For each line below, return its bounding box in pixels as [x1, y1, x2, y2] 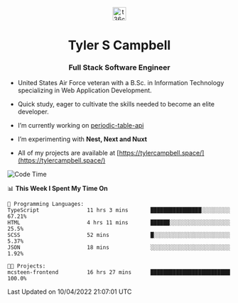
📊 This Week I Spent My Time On [7, 184, 108, 193]
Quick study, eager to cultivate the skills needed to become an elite [17, 100, 215, 109]
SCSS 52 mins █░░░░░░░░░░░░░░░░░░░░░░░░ [7, 231, 231, 239]
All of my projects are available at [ [17, 149, 119, 158]
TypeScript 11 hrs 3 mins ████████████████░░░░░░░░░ [7, 206, 231, 214]
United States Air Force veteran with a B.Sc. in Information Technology [17, 79, 225, 87]
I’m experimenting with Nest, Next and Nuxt [17, 135, 148, 143]
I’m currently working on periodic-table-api [17, 121, 144, 130]
